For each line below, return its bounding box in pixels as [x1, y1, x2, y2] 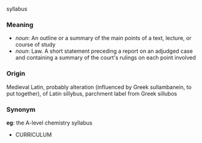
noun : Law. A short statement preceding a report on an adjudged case [15, 47, 193, 55]
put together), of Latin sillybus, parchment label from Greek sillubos [6, 90, 177, 97]
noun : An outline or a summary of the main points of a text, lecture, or [15, 34, 192, 42]
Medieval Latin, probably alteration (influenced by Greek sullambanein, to [6, 83, 192, 91]
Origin [6, 69, 26, 78]
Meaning [6, 20, 34, 29]
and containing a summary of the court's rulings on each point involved [15, 54, 196, 61]
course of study [15, 41, 56, 48]
